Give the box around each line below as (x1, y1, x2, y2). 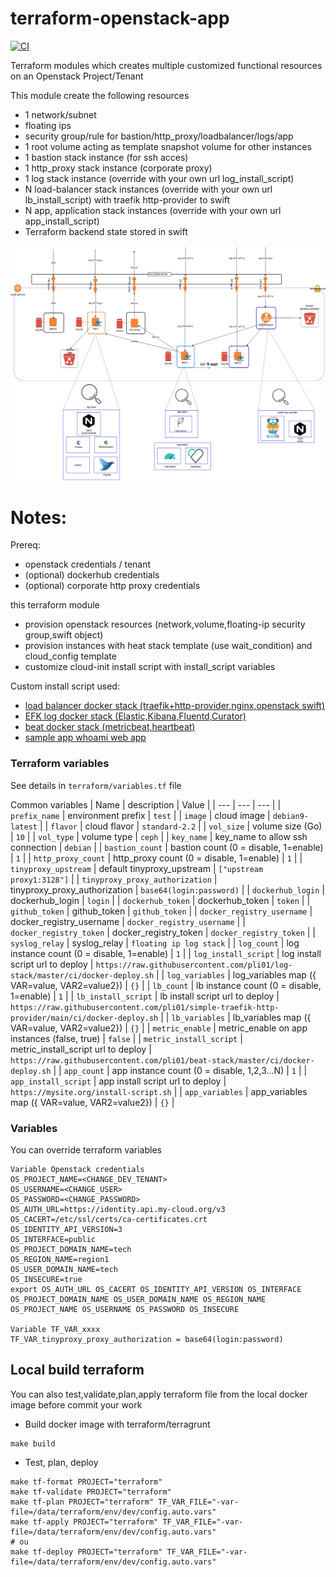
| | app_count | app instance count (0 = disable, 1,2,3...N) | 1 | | (53, 1064, 308, 1076)
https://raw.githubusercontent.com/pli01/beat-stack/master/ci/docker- (10, 1055, 315, 1066)
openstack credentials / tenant (24, 558, 152, 571)
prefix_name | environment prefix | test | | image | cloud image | (10, 809, 271, 821)
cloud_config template (24, 650, 117, 662)
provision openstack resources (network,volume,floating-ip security (24, 618, 306, 631)
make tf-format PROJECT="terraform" (10, 1477, 163, 1487)
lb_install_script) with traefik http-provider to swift (24, 193, 231, 206)
